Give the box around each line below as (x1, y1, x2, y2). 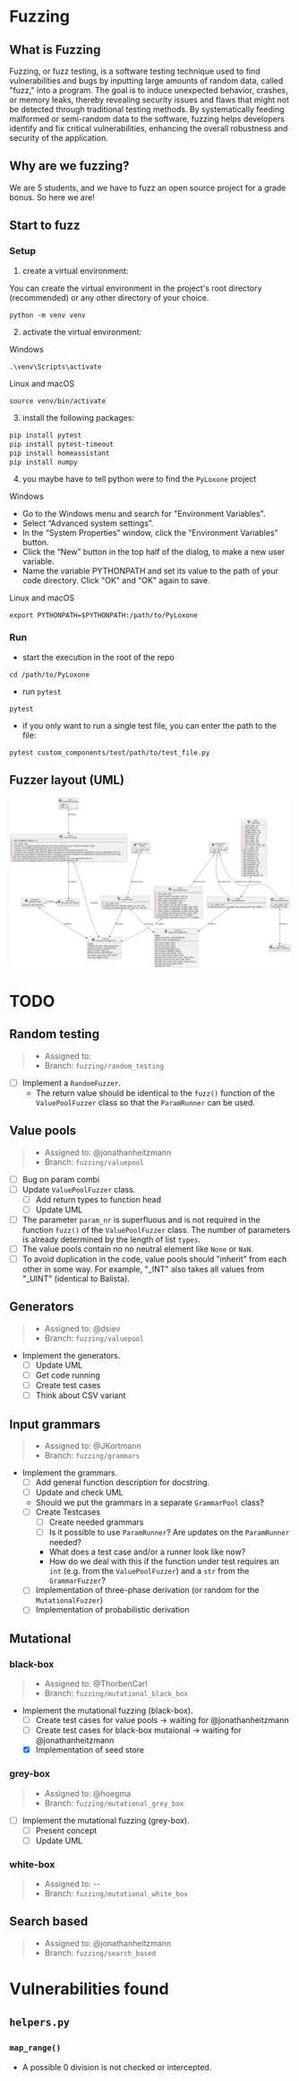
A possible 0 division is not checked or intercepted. (21, 2061, 212, 2072)
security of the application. (9, 133, 109, 143)
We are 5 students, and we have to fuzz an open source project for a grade (9, 182, 286, 193)
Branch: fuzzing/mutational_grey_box (44, 1797, 184, 1808)
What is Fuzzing (9, 42, 101, 57)
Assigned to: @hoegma (44, 1788, 132, 1798)
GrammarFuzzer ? (48, 1575, 106, 1586)
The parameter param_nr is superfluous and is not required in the (21, 1214, 261, 1225)
